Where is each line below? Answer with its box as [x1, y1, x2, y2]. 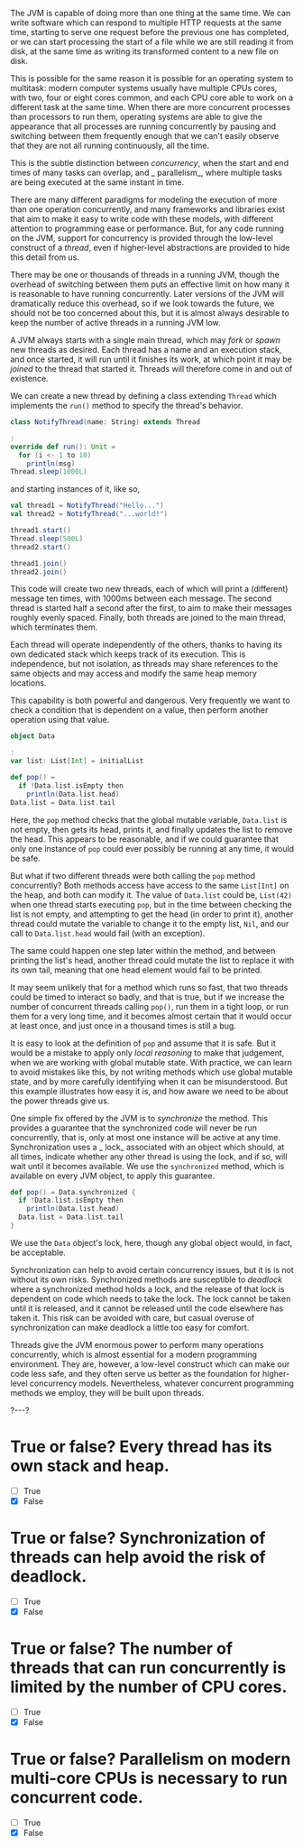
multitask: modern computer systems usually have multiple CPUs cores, [10, 83, 278, 93]
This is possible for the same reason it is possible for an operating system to [10, 73, 294, 84]
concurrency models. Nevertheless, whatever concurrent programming [29, 1378, 294, 1389]
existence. [10, 374, 49, 383]
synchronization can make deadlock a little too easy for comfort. [10, 1322, 250, 1333]
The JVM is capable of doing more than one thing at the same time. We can [10, 8, 291, 18]
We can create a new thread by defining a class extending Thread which [10, 391, 278, 401]
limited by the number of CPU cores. [10, 1677, 288, 1697]
